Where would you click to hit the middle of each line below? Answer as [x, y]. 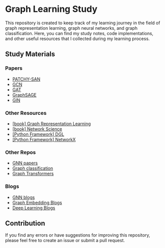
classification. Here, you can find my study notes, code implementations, [79, 33]
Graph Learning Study [51, 9]
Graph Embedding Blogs [37, 202]
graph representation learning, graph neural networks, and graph [71, 28]
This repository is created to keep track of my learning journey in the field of [83, 23]
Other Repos [21, 152]
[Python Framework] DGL [38, 134]
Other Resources [26, 113]
